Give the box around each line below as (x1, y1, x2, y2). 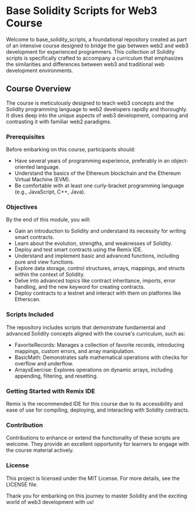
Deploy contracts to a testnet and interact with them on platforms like (14, 289, 181, 296)
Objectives (6, 203, 38, 211)
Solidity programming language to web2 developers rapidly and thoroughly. (6, 105, 188, 112)
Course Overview (6, 84, 71, 94)
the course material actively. (6, 447, 74, 454)
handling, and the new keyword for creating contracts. (14, 284, 145, 291)
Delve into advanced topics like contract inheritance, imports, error (14, 277, 176, 284)
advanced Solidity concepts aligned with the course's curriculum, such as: (6, 330, 186, 337)
